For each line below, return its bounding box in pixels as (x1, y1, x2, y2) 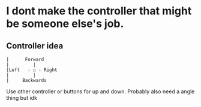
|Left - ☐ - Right (6, 67, 58, 73)
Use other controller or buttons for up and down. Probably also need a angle (6, 88, 195, 95)
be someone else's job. (6, 17, 124, 30)
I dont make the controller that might (6, 4, 192, 18)
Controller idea (6, 41, 64, 51)
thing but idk (6, 94, 38, 101)
